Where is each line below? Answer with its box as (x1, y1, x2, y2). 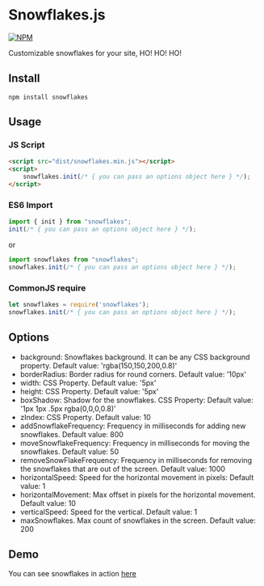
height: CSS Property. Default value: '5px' (19, 386, 159, 396)
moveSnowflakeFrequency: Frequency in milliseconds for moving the (19, 438, 250, 448)
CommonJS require (8, 282, 86, 293)
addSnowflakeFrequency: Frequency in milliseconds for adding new (19, 421, 246, 431)
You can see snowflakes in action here (8, 569, 137, 579)
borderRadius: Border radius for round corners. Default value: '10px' (19, 369, 247, 379)
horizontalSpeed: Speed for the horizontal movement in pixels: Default (19, 472, 254, 482)
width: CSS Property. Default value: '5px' (19, 378, 157, 388)
